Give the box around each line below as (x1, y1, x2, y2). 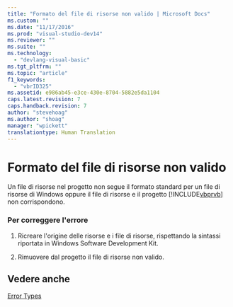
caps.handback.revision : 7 (7, 103, 87, 110)
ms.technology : (7, 50, 52, 57)
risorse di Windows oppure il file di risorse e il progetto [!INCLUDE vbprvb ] (7, 190, 223, 199)
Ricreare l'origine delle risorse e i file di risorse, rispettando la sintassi (17, 231, 221, 240)
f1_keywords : (7, 76, 46, 83)
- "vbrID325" (13, 83, 52, 90)
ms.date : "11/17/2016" (7, 23, 74, 30)
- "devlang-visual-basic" (13, 57, 91, 64)
